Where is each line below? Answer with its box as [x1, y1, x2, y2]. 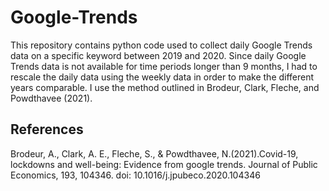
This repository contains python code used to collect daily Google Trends [10, 39, 313, 51]
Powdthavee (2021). [10, 92, 93, 104]
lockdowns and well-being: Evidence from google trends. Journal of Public [10, 158, 318, 170]
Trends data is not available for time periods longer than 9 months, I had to [10, 60, 318, 72]
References [10, 121, 84, 138]
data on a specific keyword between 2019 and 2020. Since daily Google [10, 49, 307, 61]
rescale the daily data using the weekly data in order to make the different [10, 71, 315, 83]
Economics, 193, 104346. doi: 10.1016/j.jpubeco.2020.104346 [10, 169, 261, 181]
